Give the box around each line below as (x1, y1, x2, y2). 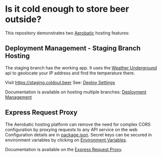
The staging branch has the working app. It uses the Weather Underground (5, 65, 157, 70)
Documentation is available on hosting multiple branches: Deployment (5, 89, 147, 95)
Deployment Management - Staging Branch (5, 44, 141, 52)
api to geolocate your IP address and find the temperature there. (5, 70, 135, 76)
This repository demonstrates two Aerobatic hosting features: (5, 30, 130, 36)
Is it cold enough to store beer (5, 3, 129, 15)
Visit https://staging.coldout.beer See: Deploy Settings (5, 79, 115, 85)
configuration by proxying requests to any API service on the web (5, 126, 138, 133)
